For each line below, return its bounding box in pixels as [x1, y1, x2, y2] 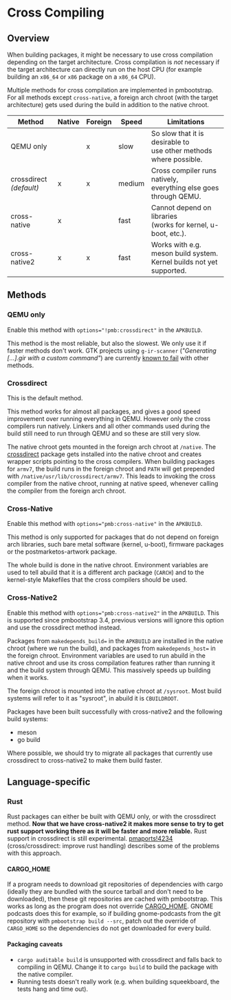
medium [118, 179, 145, 188]
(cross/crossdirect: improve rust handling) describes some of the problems [7, 842, 220, 850]
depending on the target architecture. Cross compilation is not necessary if [7, 58, 220, 66]
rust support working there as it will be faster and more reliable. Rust [7, 827, 207, 836]
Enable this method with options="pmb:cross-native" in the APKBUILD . [7, 520, 203, 528]
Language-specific [7, 776, 91, 787]
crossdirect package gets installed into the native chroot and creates [7, 450, 201, 458]
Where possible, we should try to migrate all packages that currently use [7, 749, 213, 757]
